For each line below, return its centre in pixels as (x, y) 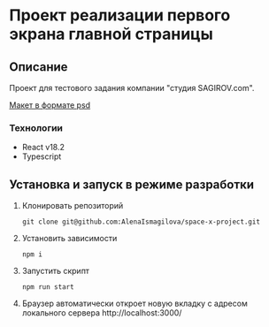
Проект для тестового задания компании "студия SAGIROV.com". (132, 88)
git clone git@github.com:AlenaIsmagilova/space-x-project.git (141, 222)
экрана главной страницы (111, 34)
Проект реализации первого (120, 15)
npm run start (48, 287)
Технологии (36, 127)
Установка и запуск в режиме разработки (132, 184)
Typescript (42, 156)
